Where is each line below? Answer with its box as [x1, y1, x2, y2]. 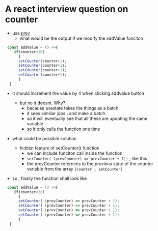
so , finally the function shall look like [12, 175, 87, 181]
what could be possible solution [12, 135, 77, 141]
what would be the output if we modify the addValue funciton [19, 35, 143, 41]
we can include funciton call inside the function [26, 150, 123, 156]
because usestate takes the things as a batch [26, 105, 119, 111]
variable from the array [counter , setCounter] [26, 166, 123, 172]
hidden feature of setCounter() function [19, 145, 100, 151]
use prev [12, 30, 30, 36]
